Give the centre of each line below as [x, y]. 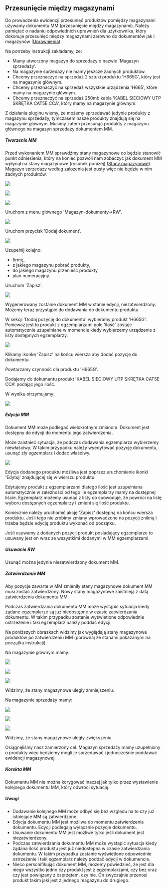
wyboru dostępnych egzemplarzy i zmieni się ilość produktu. [68, 503]
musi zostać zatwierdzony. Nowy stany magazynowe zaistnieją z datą [77, 591]
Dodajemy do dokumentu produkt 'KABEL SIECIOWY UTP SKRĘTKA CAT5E [82, 379]
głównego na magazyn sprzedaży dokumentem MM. [59, 129]
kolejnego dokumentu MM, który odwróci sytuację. [57, 787]
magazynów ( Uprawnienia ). [34, 41]
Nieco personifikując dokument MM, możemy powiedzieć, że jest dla [83, 864]
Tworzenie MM [21, 140]
